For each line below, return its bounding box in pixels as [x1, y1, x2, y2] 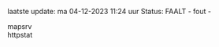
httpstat [7, 31, 33, 39]
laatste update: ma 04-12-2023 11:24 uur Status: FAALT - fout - [7, 7, 212, 16]
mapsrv [7, 22, 32, 31]
